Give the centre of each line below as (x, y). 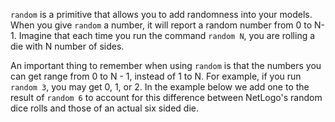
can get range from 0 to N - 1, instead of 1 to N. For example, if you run (156, 76)
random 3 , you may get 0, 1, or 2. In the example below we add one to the (160, 87)
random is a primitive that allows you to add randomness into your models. (161, 14)
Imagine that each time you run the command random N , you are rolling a (167, 35)
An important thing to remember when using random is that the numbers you (166, 65)
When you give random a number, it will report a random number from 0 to (161, 25)
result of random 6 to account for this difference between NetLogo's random (166, 97)
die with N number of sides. (67, 46)
